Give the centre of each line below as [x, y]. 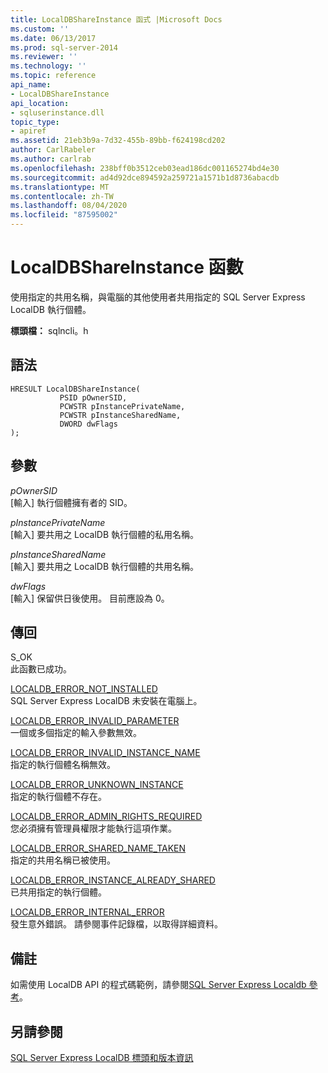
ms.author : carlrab [51, 159]
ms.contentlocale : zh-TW [62, 196]
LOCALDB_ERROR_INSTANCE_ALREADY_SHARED [113, 880]
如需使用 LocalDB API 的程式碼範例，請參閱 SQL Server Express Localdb [158, 985]
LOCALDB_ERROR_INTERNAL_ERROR [87, 912]
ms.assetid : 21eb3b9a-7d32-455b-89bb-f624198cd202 [118, 141]
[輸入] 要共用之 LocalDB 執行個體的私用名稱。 [104, 534]
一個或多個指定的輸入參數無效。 [76, 733]
